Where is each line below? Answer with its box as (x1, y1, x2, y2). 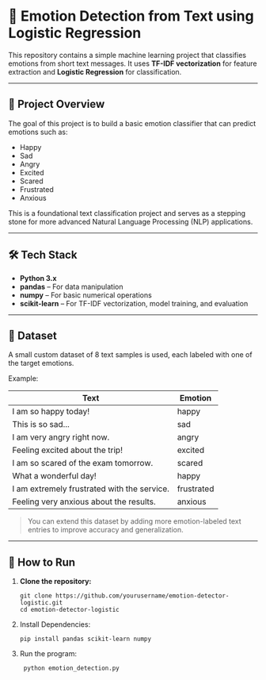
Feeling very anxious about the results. (12, 496, 156, 507)
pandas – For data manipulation (19, 282, 124, 291)
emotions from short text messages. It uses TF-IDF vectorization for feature (8, 59, 257, 68)
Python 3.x (19, 273, 57, 282)
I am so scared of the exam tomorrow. (12, 458, 154, 469)
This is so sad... (12, 419, 70, 430)
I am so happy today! (12, 406, 90, 417)
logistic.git (19, 599, 63, 607)
